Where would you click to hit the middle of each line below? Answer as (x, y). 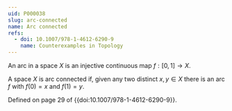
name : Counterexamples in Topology (72, 46)
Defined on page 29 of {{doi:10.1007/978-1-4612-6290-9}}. (93, 100)
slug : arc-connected (38, 20)
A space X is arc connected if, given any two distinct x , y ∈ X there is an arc (116, 79)
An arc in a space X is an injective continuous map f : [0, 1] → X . (99, 66)
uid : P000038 (27, 14)
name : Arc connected (38, 26)
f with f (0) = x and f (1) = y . (46, 86)
